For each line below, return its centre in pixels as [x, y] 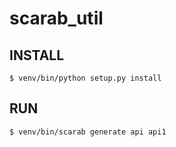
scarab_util [56, 18]
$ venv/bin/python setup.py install [85, 78]
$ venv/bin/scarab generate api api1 [88, 132]
